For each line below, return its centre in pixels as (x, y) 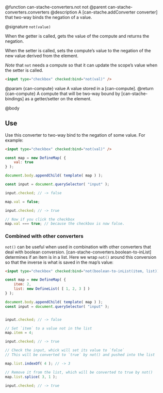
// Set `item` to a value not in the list (49, 328)
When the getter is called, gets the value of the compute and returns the (77, 36)
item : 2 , (23, 284)
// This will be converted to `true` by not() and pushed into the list (80, 355)
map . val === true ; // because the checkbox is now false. (65, 224)
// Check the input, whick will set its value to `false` (65, 350)
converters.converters (27, 12)
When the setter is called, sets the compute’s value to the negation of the (78, 51)
